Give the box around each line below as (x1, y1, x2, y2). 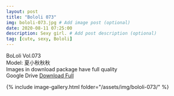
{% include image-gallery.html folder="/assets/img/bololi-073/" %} (6, 84, 169, 90)
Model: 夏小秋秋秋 (6, 59, 51, 66)
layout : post (6, 8, 38, 15)
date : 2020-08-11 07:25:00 (6, 25, 73, 31)
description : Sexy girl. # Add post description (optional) (6, 31, 157, 37)
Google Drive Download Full (6, 72, 74, 79)
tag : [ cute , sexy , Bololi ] (6, 36, 73, 42)
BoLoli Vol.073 (6, 52, 41, 59)
